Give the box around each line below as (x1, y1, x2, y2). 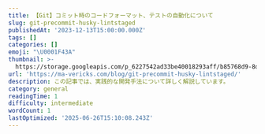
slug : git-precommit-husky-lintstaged (8, 19, 136, 27)
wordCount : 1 (8, 107, 51, 115)
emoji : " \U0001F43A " (8, 48, 77, 56)
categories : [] (8, 41, 58, 49)
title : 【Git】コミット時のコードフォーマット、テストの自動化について (8, 11, 214, 20)
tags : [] (8, 33, 37, 42)
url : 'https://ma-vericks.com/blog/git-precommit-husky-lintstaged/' (8, 70, 242, 78)
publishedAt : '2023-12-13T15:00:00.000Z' (8, 26, 147, 34)
